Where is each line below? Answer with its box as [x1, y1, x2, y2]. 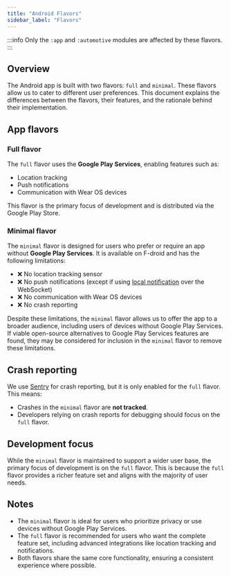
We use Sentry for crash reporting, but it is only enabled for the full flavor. [7, 382, 221, 391]
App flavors [7, 123, 59, 135]
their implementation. [7, 103, 68, 111]
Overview [7, 63, 50, 75]
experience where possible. [17, 561, 97, 569]
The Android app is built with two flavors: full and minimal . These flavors [7, 81, 216, 90]
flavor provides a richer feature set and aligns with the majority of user [7, 471, 208, 479]
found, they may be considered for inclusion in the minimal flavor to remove [7, 336, 223, 345]
